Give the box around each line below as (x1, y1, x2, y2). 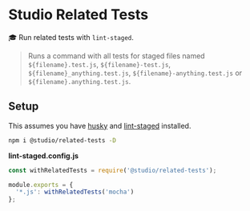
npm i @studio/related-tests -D (8, 136, 116, 145)
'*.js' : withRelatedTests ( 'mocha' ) (15, 188, 135, 197)
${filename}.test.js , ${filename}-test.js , (27, 59, 171, 69)
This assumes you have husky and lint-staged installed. (8, 121, 192, 130)
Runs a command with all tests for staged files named (27, 50, 206, 61)
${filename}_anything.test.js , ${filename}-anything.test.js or (27, 68, 243, 78)
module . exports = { (8, 181, 74, 189)
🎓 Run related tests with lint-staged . (8, 32, 135, 42)
